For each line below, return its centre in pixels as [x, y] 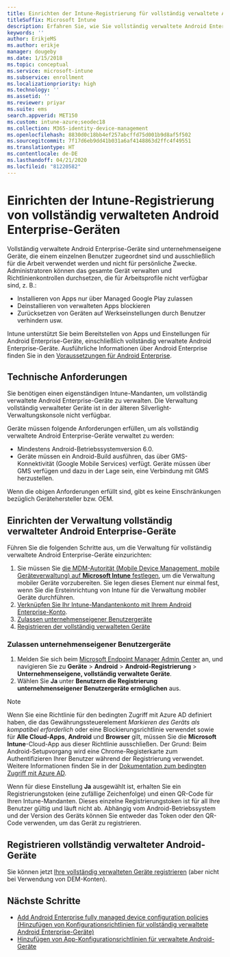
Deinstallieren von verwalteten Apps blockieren [84, 305]
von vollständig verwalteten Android [113, 215]
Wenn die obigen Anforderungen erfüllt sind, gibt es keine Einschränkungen [114, 492]
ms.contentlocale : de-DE [42, 154]
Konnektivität [36, 464]
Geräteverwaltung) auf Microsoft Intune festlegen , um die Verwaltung [116, 576]
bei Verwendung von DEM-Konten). [57, 879]
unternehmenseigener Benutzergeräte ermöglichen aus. [99, 688]
